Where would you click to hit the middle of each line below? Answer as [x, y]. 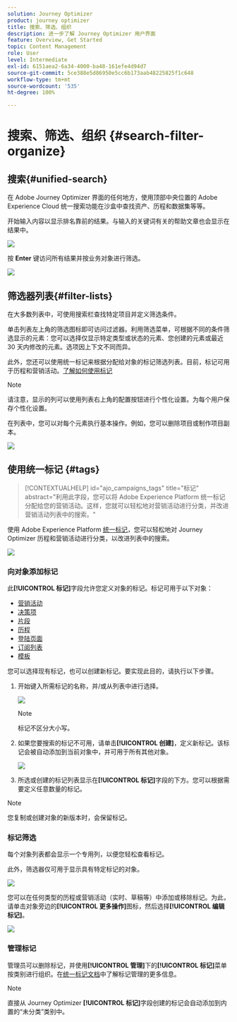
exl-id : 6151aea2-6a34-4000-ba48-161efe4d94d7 [77, 66]
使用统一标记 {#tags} [54, 470]
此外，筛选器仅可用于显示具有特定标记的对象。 [75, 870]
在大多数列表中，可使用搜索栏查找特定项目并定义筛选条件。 [94, 314]
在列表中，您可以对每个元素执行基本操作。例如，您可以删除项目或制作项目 [115, 423]
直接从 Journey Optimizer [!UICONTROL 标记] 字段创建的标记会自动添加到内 [117, 1002]
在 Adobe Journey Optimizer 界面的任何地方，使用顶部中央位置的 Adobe [113, 198]
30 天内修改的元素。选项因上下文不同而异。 [71, 347]
